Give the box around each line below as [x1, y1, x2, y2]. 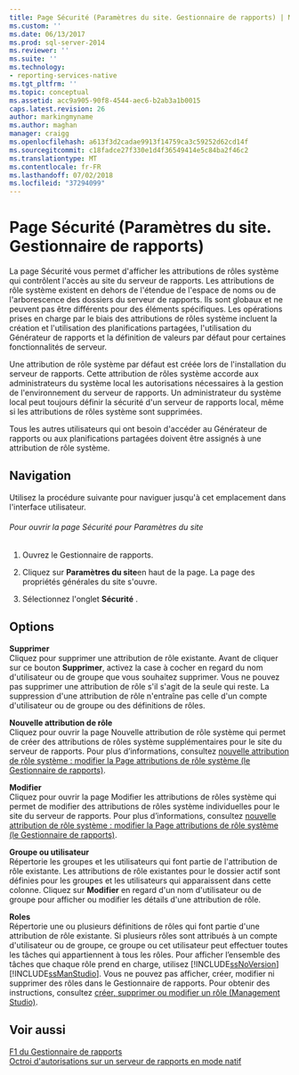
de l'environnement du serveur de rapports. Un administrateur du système [9, 387, 282, 398]
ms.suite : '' [9, 54, 58, 63]
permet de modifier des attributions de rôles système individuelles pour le [9, 800, 280, 812]
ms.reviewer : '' [9, 46, 69, 55]
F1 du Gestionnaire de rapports [9, 1046, 123, 1057]
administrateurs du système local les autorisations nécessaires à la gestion [9, 378, 284, 389]
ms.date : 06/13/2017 [9, 29, 86, 38]
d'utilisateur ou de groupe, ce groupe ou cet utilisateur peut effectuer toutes [9, 939, 288, 950]
